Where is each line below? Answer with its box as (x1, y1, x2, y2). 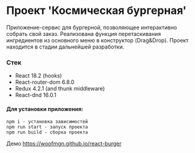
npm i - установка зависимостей (6, 119, 88, 125)
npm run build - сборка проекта (6, 129, 88, 135)
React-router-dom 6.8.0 (15, 78, 75, 86)
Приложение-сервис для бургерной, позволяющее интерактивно (6, 24, 177, 31)
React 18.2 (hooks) (15, 72, 63, 80)
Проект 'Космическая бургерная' (6, 4, 186, 18)
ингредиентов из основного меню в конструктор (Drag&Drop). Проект (6, 36, 189, 44)
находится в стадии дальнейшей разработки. (6, 43, 125, 50)
